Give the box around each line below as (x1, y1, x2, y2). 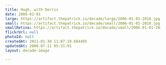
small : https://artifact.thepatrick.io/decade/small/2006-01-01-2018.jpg (5, 21, 161, 26)
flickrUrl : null (5, 30, 39, 35)
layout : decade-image (5, 48, 50, 53)
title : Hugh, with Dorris (5, 7, 58, 12)
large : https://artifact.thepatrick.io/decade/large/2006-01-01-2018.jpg (5, 16, 161, 21)
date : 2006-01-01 (5, 12, 41, 17)
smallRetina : (5, 25, 32, 30)
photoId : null (5, 35, 35, 40)
